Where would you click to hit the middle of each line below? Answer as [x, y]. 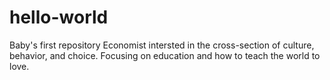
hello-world [59, 17]
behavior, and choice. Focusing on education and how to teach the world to [165, 55]
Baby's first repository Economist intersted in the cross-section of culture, [162, 45]
